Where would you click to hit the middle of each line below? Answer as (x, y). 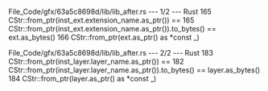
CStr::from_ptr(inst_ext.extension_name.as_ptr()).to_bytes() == (112, 29)
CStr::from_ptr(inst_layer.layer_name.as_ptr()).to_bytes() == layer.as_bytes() (134, 70)
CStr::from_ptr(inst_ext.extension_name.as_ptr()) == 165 (101, 20)
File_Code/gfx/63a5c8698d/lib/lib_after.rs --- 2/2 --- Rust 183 (111, 53)
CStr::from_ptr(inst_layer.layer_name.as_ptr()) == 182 (96, 61)
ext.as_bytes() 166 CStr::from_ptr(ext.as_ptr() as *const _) (104, 37)
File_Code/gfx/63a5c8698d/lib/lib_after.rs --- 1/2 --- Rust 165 (110, 12)
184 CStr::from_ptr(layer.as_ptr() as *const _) (82, 79)
